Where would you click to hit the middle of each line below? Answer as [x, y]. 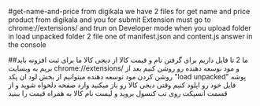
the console [27, 45]
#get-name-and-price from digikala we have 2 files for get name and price [129, 11]
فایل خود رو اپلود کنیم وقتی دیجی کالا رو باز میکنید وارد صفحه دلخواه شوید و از [122, 85]
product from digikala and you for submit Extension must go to [110, 20]
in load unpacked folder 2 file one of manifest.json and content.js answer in [130, 36]
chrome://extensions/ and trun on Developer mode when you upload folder [130, 28]
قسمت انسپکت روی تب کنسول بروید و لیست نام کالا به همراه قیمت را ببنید [118, 93]
